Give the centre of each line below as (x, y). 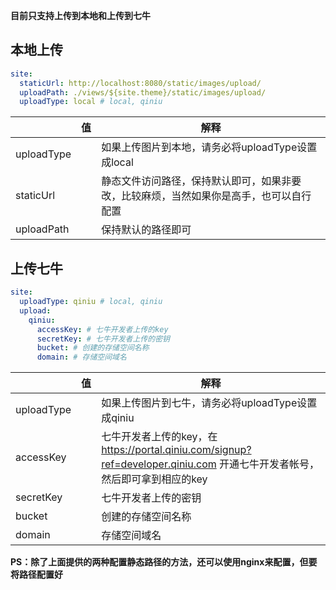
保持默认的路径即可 (146, 230)
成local (117, 162)
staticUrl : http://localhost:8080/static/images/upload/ (140, 83)
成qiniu (118, 418)
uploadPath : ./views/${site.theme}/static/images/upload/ (143, 92)
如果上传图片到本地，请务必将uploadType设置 (209, 147)
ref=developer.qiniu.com (159, 464)
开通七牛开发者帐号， (269, 464)
